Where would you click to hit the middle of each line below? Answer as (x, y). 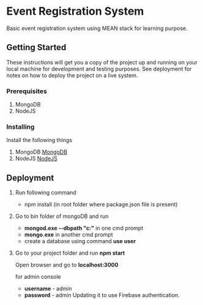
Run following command (46, 193)
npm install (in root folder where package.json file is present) (101, 205)
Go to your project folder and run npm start (70, 253)
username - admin (48, 288)
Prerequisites (27, 91)
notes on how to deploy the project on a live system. (72, 75)
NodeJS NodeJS (36, 159)
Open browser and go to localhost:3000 (67, 265)
